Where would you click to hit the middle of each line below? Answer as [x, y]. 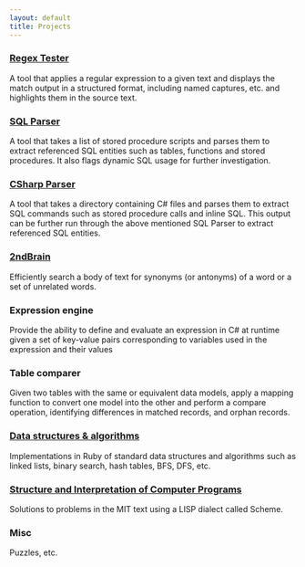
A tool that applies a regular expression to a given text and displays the [142, 78]
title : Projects [40, 26]
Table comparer [45, 373]
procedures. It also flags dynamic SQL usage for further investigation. [140, 161]
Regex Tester [40, 58]
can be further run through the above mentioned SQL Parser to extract [142, 224]
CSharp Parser [42, 184]
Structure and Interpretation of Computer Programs [126, 489]
